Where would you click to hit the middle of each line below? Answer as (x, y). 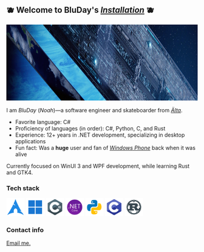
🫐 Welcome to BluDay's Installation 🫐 (80, 10)
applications (30, 141)
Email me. (19, 243)
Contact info (25, 230)
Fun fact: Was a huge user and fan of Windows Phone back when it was (105, 148)
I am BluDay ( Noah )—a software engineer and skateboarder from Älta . (94, 110)
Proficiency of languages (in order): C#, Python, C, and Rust (90, 128)
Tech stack (23, 188)
